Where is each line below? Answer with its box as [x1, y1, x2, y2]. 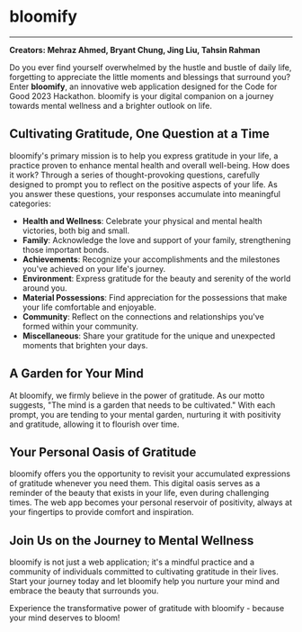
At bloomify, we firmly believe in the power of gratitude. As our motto [9, 390, 265, 401]
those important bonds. [22, 244, 110, 255]
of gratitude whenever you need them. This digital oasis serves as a [9, 478, 261, 489]
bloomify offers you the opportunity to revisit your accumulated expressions [9, 468, 290, 479]
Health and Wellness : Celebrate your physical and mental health [22, 215, 262, 226]
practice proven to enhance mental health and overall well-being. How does [9, 159, 290, 170]
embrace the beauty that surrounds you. [9, 585, 159, 596]
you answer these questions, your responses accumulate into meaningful [9, 188, 281, 199]
